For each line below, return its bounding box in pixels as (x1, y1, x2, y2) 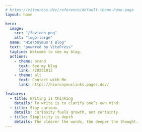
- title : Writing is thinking (10, 96, 73, 101)
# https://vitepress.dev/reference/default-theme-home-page (5, 7, 134, 13)
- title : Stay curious (10, 105, 57, 110)
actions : (10, 54, 28, 59)
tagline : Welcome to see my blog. (10, 49, 82, 54)
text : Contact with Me (18, 78, 66, 83)
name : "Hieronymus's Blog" (10, 40, 66, 45)
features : (5, 91, 26, 96)
